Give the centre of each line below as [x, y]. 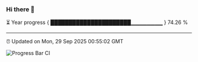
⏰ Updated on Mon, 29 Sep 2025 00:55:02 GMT [65, 42]
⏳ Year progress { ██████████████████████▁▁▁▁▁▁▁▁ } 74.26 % [97, 22]
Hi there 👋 [21, 9]
